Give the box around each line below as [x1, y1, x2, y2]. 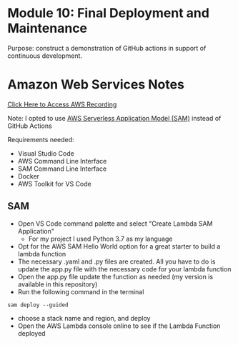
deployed [17, 329, 46, 337]
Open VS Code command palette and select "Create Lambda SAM [17, 219, 213, 228]
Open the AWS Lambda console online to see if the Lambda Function [17, 321, 221, 330]
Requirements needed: [7, 135, 74, 144]
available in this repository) [17, 280, 98, 289]
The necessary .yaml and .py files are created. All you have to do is [17, 257, 216, 266]
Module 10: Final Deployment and [7, 5, 209, 21]
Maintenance [7, 20, 88, 36]
